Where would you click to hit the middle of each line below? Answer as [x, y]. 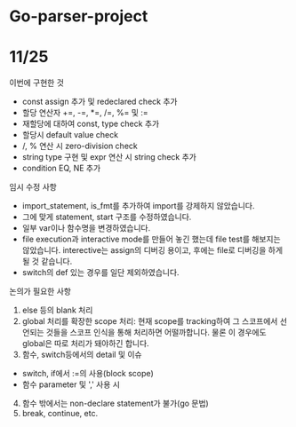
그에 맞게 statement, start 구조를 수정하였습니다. [107, 217]
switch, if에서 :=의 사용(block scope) [88, 374]
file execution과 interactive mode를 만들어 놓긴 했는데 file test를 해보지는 [152, 239]
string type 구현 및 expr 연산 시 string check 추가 [109, 157]
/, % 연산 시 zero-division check [80, 146]
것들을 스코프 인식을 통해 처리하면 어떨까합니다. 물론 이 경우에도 [156, 332]
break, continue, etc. [60, 414]
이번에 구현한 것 [37, 83]
